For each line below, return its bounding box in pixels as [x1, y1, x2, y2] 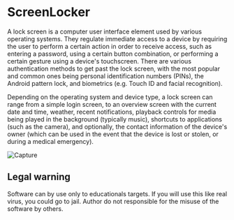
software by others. [7, 204, 64, 213]
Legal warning [7, 171, 71, 183]
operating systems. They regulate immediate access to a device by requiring [7, 34, 228, 43]
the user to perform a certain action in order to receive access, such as [7, 42, 212, 50]
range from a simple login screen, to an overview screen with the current [7, 100, 217, 108]
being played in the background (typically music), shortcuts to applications [7, 115, 222, 123]
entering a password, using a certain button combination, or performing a [7, 50, 219, 58]
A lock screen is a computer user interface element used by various [7, 27, 203, 36]
